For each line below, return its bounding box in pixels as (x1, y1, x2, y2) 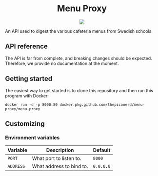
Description (46, 147, 74, 154)
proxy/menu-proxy (5, 106, 40, 111)
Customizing (5, 119, 45, 128)
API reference (5, 42, 48, 51)
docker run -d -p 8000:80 (5, 102, 58, 107)
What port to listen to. (32, 155, 81, 162)
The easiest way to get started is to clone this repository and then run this (5, 87, 154, 93)
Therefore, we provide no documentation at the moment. (5, 60, 119, 66)
